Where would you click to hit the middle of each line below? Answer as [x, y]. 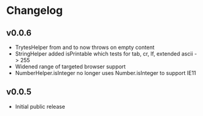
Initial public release [40, 106]
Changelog [35, 11]
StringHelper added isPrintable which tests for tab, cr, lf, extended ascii [104, 54]
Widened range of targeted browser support [70, 66]
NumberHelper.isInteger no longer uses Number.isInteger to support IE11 [105, 73]
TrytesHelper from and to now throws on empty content [85, 47]
